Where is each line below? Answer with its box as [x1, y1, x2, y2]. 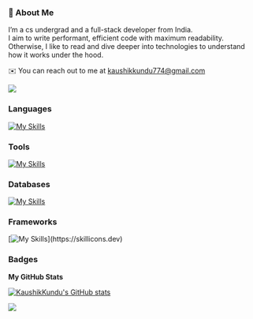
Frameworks [8, 216, 58, 227]
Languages [8, 103, 53, 114]
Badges [8, 254, 38, 265]
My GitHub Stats [8, 272, 64, 281]
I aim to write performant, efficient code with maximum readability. [8, 33, 225, 43]
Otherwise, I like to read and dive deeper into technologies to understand [8, 42, 246, 51]
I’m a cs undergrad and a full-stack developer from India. [8, 25, 193, 35]
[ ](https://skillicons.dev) [8, 235, 123, 244]
